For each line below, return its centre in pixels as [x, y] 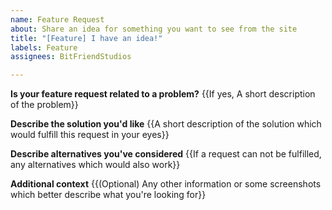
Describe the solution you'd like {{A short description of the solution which [166, 124]
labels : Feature [44, 47]
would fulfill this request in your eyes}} [90, 135]
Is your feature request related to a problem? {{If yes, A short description [163, 94]
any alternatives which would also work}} [95, 165]
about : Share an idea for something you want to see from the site [154, 29]
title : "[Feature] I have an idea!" [86, 38]
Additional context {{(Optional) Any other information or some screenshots [166, 184]
